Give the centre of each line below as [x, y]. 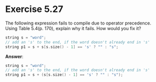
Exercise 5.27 [34, 9]
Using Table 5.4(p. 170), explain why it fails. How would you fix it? [73, 28]
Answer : [14, 56]
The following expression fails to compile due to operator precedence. [78, 23]
